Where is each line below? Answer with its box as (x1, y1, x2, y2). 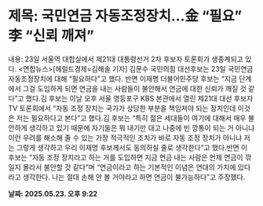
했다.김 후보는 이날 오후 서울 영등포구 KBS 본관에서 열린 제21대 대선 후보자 (25, 94, 254, 103)
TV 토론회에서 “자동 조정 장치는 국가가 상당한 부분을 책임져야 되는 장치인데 (8, 103, 236, 112)
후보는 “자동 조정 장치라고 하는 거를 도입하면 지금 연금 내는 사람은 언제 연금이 (8, 153, 243, 162)
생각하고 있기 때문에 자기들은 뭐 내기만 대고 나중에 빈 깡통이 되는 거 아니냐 (28, 123, 255, 132)
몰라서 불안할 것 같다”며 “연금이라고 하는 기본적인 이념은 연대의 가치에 (22, 162, 236, 171)
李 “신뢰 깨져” (8, 27, 94, 45)
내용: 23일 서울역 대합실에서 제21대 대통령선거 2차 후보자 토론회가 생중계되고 (8, 54, 243, 64)
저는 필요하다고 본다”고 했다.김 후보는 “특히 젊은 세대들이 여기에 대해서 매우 (16, 113, 247, 123)
